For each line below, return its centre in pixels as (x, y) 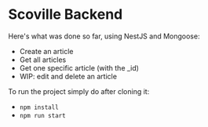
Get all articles (43, 60)
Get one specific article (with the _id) (79, 67)
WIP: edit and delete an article (68, 76)
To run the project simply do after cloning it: (79, 91)
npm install (39, 107)
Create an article (46, 51)
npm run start (42, 115)
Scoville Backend (66, 15)
